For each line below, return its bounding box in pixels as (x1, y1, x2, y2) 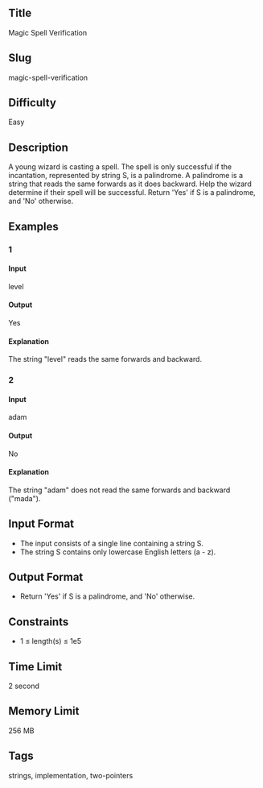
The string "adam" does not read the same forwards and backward (8, 485, 231, 495)
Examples (8, 219, 59, 233)
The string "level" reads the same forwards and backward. (8, 355, 203, 364)
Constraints (8, 615, 69, 628)
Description (8, 140, 68, 154)
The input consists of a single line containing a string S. (19, 538, 203, 548)
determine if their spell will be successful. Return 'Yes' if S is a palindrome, (8, 188, 256, 197)
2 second (8, 681, 40, 691)
